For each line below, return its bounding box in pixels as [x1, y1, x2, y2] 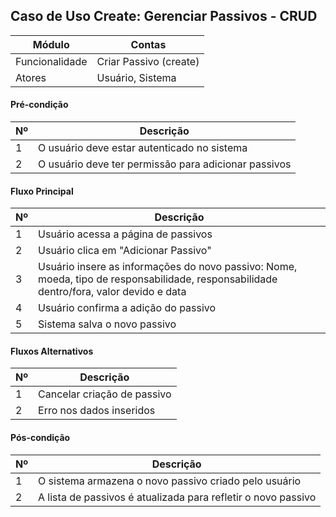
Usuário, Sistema [96, 70, 177, 84]
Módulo [32, 37, 70, 51]
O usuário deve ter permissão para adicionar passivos [38, 157, 292, 171]
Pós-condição [10, 432, 71, 444]
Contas [130, 37, 167, 51]
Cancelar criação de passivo [38, 387, 172, 401]
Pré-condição [10, 99, 69, 111]
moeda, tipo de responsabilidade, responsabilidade [38, 272, 278, 286]
